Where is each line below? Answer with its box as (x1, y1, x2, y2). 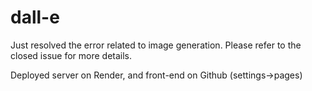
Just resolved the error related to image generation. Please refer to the (10, 39, 302, 51)
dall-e (10, 6, 60, 29)
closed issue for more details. (10, 49, 133, 61)
